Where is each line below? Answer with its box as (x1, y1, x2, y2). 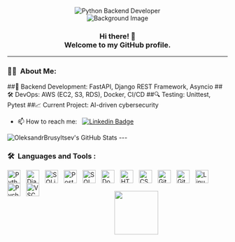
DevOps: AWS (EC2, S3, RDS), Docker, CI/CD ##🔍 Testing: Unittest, (15, 90, 211, 98)
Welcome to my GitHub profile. (64, 40, 171, 50)
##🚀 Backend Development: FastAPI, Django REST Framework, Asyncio (7, 82, 213, 91)
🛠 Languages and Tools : (7, 151, 97, 160)
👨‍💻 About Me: (7, 66, 57, 76)
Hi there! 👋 (99, 31, 136, 41)
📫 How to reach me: (17, 117, 78, 126)
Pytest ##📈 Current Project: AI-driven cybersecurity (7, 100, 159, 109)
